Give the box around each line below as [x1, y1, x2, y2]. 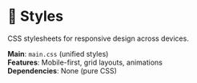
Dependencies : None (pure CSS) [7, 65, 118, 75]
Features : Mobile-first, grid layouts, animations [7, 57, 163, 67]
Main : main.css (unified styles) [7, 49, 109, 58]
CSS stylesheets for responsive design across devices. [7, 34, 189, 43]
